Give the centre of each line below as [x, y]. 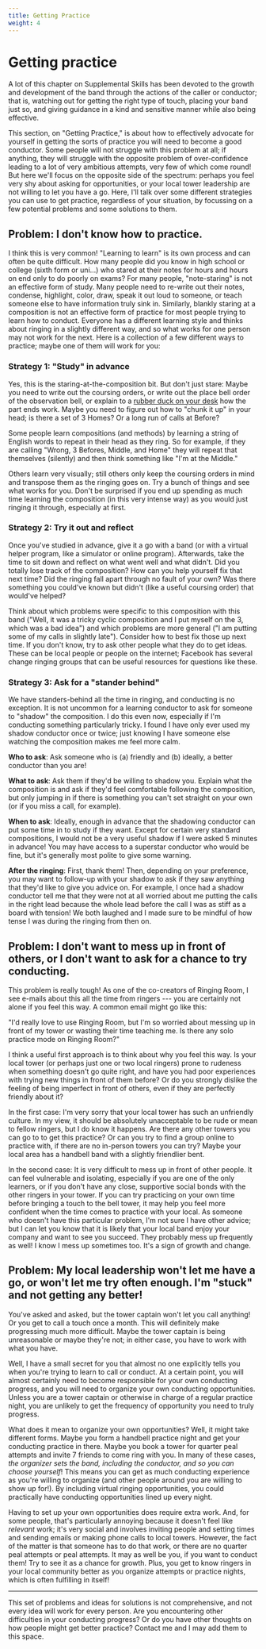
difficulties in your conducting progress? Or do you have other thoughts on [130, 1619]
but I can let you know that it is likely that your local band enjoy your [119, 1228]
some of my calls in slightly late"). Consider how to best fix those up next [127, 636]
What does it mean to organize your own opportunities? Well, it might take [129, 1429]
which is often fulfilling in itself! [59, 1579]
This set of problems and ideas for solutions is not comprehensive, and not [130, 1602]
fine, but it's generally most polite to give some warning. [100, 855]
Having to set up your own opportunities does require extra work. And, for [129, 1512]
